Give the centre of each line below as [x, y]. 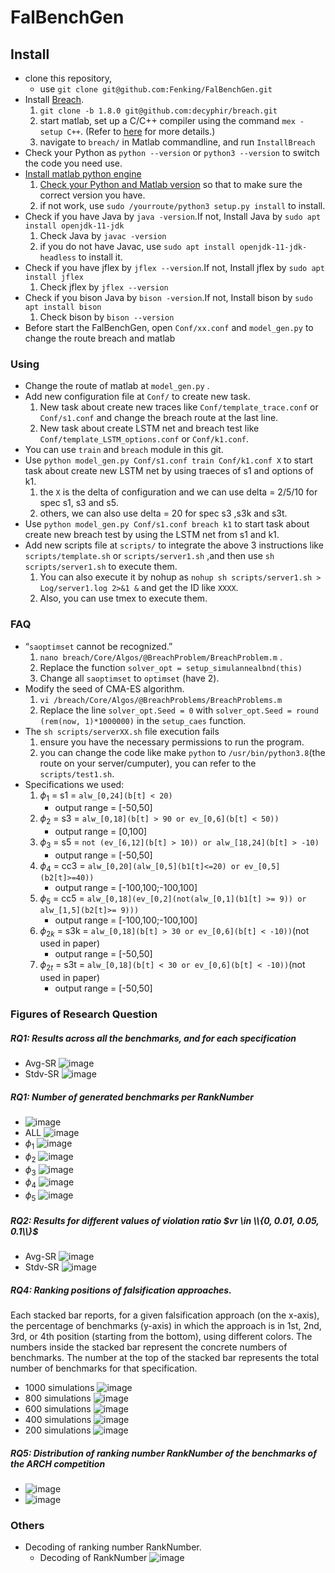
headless [58, 258]
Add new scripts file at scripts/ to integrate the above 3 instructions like [174, 545]
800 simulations [58, 1398]
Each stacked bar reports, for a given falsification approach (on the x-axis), [165, 1315]
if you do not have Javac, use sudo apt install [137, 246]
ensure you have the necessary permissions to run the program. [172, 742]
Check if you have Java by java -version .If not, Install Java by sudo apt [173, 216]
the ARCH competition [58, 1463]
